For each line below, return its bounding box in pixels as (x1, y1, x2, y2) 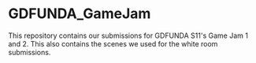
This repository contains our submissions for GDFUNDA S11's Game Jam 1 (8, 31, 248, 40)
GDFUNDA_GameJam (8, 5, 151, 23)
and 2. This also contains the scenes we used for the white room (8, 39, 218, 48)
